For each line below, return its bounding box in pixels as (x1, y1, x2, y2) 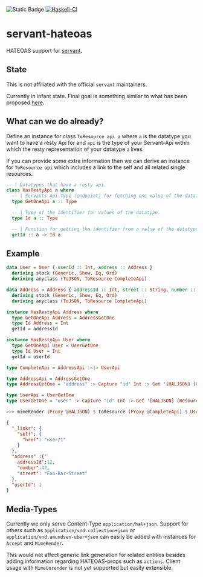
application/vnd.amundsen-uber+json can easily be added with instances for (6, 533, 196, 541)
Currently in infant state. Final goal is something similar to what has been (6, 92, 187, 99)
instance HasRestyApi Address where (6, 309, 98, 315)
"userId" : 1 (11, 482, 42, 488)
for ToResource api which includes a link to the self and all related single (6, 164, 185, 171)
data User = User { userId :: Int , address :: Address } (6, 264, 153, 271)
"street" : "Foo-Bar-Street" (17, 470, 88, 476)
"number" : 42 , (17, 464, 50, 471)
